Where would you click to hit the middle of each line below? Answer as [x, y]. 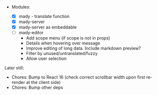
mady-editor [31, 33]
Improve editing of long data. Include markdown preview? [83, 48]
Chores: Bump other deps [37, 88]
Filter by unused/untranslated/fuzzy [62, 54]
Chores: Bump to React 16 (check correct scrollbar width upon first [78, 77]
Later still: [14, 68]
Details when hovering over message [63, 43]
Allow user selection [46, 59]
